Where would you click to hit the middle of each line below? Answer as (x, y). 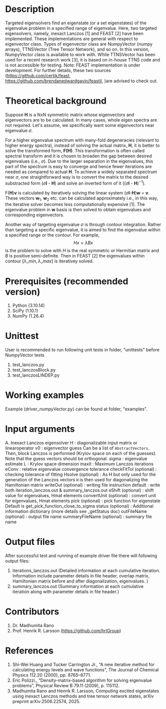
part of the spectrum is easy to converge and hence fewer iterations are (79, 166)
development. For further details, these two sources (58, 70)
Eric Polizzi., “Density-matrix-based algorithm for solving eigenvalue (82, 680)
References (29, 651)
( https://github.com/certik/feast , (38, 75)
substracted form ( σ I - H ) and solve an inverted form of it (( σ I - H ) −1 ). (76, 183)
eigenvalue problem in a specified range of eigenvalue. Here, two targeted (81, 28)
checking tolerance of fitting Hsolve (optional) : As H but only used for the (81, 474)
